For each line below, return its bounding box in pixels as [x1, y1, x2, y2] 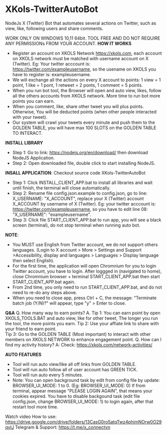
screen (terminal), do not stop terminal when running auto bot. [12, 222, 141, 228]
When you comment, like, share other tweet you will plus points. [12, 103, 144, 109]
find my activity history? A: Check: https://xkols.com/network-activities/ [5, 342, 153, 348]
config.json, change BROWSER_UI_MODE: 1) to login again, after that [12, 398, 154, 404]
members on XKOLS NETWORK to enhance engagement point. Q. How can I [5, 336, 162, 342]
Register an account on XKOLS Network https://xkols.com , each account [12, 50, 162, 56]
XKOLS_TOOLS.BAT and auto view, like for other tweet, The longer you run [5, 315, 158, 321]
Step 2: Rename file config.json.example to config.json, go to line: [12, 190, 148, 196]
